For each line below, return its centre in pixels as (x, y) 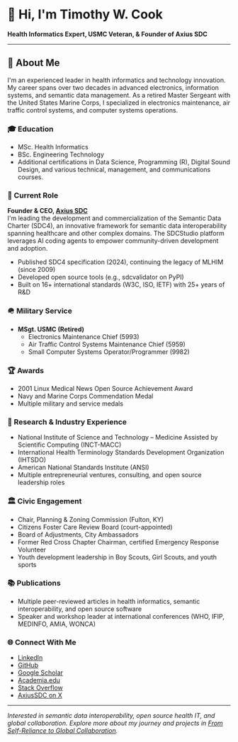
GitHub (28, 666)
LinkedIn (30, 658)
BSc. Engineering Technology (61, 154)
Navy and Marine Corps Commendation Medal (85, 396)
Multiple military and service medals (70, 404)
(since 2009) (36, 270)
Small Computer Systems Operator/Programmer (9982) (109, 352)
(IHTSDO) (32, 460)
